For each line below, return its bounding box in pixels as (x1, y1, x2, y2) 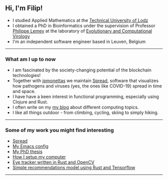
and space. (12, 88, 36, 94)
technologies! (12, 72, 41, 78)
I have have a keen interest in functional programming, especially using (12, 93, 159, 99)
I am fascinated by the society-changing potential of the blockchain (12, 67, 151, 73)
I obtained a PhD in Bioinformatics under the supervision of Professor (12, 22, 155, 28)
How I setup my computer (12, 154, 66, 160)
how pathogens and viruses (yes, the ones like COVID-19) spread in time (12, 83, 162, 89)
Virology (12, 33, 30, 39)
